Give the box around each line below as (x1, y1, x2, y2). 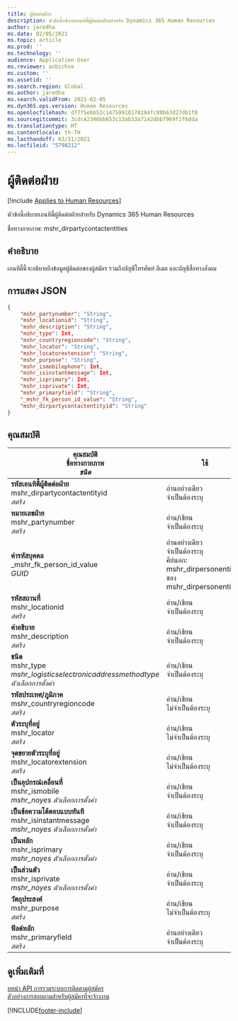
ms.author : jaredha (7, 89, 65, 96)
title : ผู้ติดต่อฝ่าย (7, 10, 52, 18)
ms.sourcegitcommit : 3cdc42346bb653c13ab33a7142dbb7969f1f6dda (7, 115, 198, 122)
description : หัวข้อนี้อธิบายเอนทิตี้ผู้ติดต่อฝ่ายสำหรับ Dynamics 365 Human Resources (7, 17, 216, 24)
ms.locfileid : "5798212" (7, 142, 81, 149)
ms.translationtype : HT (7, 122, 78, 130)
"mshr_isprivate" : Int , (20, 383, 91, 390)
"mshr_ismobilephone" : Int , (20, 363, 103, 370)
